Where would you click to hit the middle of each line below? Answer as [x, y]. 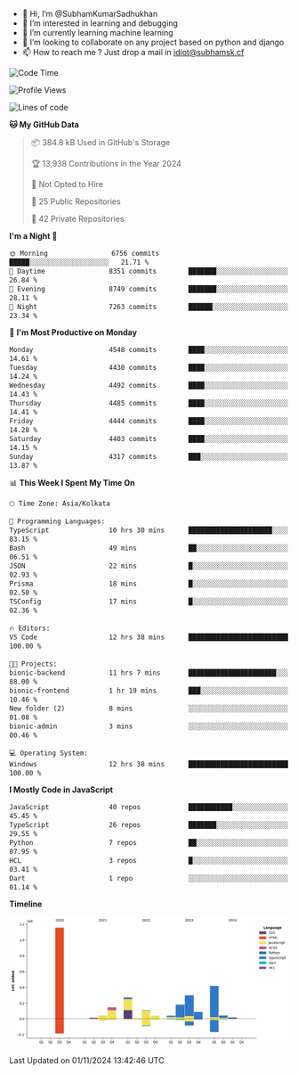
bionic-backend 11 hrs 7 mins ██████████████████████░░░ [149, 673]
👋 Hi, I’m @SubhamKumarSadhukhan [90, 14]
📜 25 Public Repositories [76, 201]
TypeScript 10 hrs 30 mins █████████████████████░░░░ [149, 530]
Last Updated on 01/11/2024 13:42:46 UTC [87, 1060]
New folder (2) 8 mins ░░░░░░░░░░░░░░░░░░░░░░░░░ [149, 709]
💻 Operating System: [49, 753]
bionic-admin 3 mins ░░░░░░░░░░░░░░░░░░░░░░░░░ [149, 726]
